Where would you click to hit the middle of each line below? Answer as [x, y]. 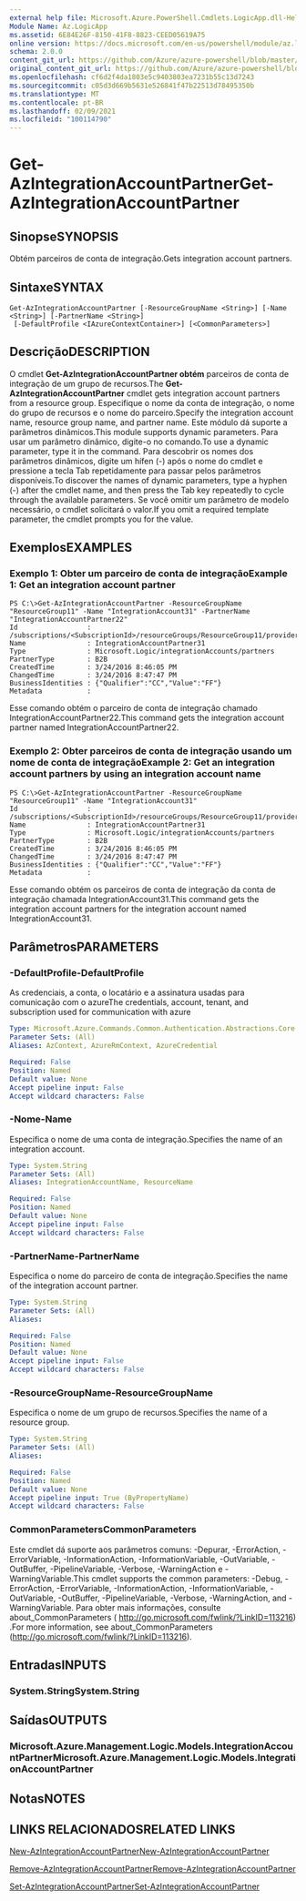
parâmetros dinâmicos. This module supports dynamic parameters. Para [144, 432]
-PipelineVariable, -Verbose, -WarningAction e [136, 1569]
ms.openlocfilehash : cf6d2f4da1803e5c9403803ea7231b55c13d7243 [132, 77]
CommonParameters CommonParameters [103, 1530]
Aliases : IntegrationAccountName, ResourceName [102, 1183]
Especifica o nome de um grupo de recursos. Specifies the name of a [138, 1413]
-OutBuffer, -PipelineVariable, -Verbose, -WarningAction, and [172, 1598]
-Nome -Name [41, 1119]
